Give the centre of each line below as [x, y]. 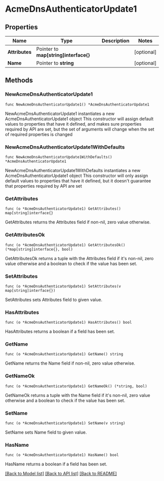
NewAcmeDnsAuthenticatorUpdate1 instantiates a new [60, 113]
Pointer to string [55, 63]
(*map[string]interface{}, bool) [39, 249]
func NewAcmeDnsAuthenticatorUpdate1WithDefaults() [59, 157]
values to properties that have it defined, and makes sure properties [73, 124]
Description [116, 41]
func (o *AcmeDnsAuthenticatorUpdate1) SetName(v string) [65, 423]
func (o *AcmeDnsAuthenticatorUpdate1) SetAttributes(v [63, 286]
